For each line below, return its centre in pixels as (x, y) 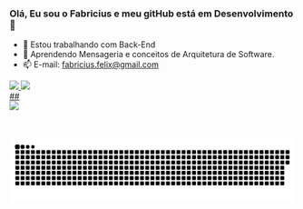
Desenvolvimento (254, 14)
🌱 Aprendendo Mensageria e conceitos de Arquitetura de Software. (148, 55)
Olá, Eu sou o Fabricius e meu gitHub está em (111, 14)
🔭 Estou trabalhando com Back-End (89, 45)
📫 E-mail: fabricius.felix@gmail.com (90, 65)
